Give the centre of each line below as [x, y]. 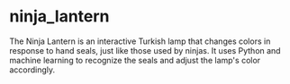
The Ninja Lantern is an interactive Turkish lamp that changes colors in [140, 41]
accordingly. [32, 70]
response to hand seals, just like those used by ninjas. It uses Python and [145, 50]
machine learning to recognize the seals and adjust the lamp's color [135, 60]
